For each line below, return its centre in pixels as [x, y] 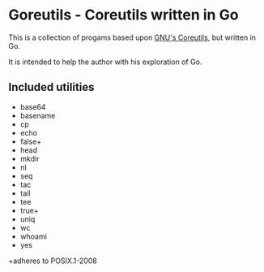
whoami [33, 236]
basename [38, 115]
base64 [33, 106]
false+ [31, 141]
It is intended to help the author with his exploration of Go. [105, 62]
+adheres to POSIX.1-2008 [53, 261]
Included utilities [51, 87]
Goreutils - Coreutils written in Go [123, 15]
